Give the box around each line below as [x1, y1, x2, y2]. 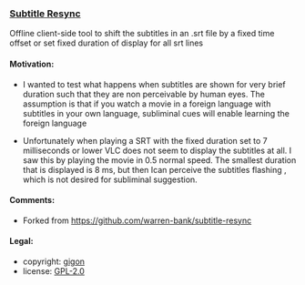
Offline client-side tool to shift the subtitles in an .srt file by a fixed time [9, 28, 275, 39]
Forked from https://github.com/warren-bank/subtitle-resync [22, 215, 252, 226]
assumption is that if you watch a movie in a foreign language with [22, 98, 271, 109]
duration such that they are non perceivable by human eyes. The [22, 88, 266, 99]
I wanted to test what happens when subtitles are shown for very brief [22, 78, 287, 89]
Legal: [9, 236, 34, 247]
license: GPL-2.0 [22, 265, 85, 276]
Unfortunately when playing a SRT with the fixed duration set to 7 [22, 135, 269, 146]
